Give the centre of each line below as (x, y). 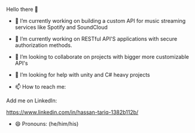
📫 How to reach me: (40, 87)
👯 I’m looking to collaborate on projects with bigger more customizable (102, 57)
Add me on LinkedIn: (32, 101)
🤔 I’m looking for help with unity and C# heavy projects (83, 75)
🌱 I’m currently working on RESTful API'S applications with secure (96, 39)
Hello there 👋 (22, 9)
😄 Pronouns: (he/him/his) (47, 124)
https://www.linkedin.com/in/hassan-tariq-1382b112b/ (72, 112)
